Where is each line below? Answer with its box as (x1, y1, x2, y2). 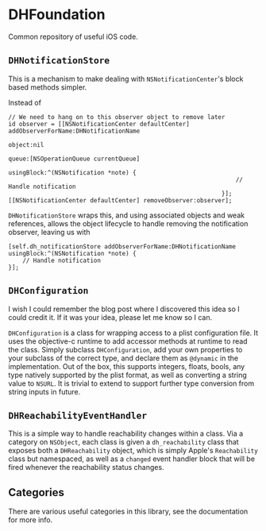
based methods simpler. (8, 82, 87, 92)
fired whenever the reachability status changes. (8, 463, 164, 472)
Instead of (8, 98, 42, 107)
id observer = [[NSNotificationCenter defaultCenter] (8, 120, 191, 128)
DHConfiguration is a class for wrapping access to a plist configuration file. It (8, 328, 259, 337)
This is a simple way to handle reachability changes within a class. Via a (8, 429, 244, 438)
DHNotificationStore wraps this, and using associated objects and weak (8, 210, 245, 220)
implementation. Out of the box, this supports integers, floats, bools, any (8, 361, 245, 371)
